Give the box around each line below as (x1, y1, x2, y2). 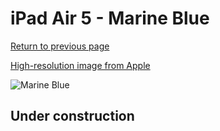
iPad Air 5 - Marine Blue (10, 7, 210, 30)
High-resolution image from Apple (10, 59, 151, 71)
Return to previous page (10, 40, 110, 52)
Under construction (10, 108, 135, 125)
